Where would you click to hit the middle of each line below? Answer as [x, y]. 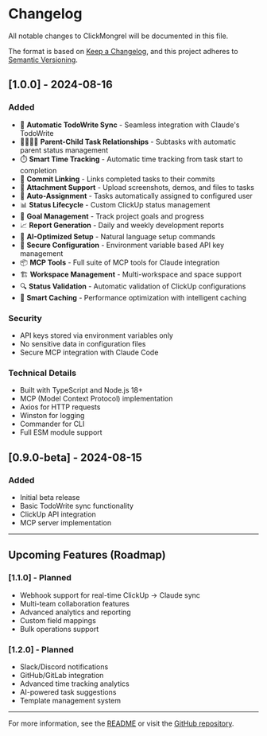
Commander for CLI [52, 424]
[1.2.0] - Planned [41, 649]
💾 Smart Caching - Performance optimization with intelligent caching [133, 297]
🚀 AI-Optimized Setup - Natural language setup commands [118, 236]
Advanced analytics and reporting [75, 612]
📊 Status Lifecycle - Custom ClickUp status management [115, 204]
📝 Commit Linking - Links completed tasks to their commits [117, 179]
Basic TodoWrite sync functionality [76, 506]
